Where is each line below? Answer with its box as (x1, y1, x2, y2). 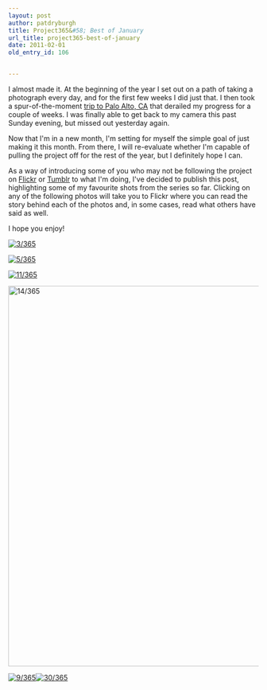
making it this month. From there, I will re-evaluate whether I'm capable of (8, 142, 250, 151)
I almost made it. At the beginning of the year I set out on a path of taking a (8, 84, 253, 94)
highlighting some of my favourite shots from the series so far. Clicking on (8, 183, 250, 192)
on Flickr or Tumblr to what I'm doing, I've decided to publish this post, (8, 174, 240, 184)
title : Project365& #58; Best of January (8, 26, 145, 34)
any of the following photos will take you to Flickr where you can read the (8, 192, 248, 201)
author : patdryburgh (8, 19, 77, 27)
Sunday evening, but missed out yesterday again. (8, 119, 170, 127)
